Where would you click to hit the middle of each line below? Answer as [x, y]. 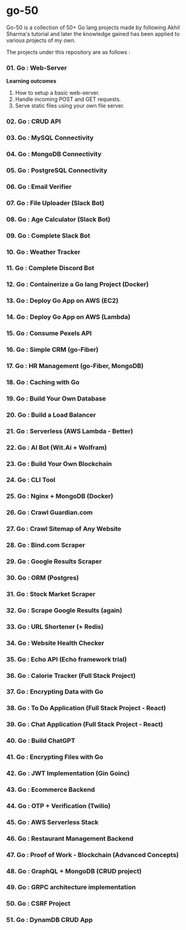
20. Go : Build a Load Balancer [51, 415]
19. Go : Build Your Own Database [56, 398]
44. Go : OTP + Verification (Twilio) [58, 805]
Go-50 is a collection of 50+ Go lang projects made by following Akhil [93, 27]
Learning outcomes [31, 81]
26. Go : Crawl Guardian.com [49, 513]
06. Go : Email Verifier [39, 186]
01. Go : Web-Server [37, 67]
